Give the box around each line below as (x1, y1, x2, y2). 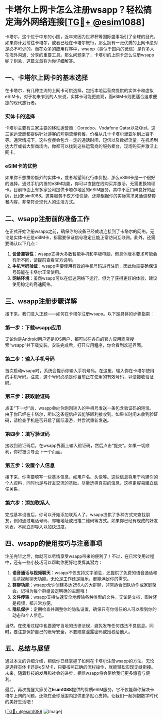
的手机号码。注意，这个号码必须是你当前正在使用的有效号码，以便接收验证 (5, 373, 154, 380)
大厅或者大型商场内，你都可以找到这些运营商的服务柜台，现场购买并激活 (9, 143, 154, 149)
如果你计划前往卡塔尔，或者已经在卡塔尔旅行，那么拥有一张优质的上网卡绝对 (5, 39, 158, 45)
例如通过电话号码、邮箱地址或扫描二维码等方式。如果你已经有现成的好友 (13, 517, 158, 523)
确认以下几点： (9, 240, 39, 246)
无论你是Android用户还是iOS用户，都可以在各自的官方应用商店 (5, 336, 130, 342)
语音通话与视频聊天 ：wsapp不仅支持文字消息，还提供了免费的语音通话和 (12, 570, 158, 575)
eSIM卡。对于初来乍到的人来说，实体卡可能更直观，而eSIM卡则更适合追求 (5, 93, 153, 99)
